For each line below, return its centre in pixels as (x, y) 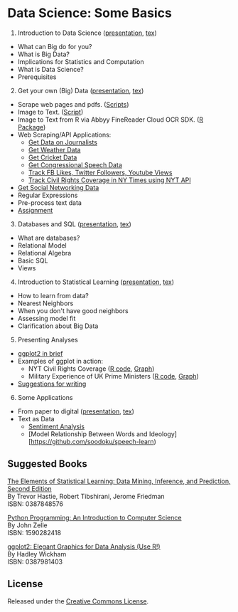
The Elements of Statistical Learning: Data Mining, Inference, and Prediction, (119, 481)
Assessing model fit (47, 318)
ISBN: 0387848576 (36, 504)
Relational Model (42, 245)
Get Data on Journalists (63, 142)
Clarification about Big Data (58, 326)
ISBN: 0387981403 (35, 561)
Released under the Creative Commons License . (78, 601)
